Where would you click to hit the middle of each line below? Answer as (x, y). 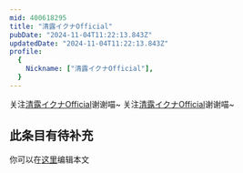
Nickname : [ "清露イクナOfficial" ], (90, 69)
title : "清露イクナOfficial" (61, 26)
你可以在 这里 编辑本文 (49, 159)
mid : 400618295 (38, 18)
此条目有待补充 (51, 136)
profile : (26, 52)
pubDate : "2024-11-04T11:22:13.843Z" (81, 35)
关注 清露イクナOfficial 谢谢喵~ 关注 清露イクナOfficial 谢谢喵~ (122, 104)
